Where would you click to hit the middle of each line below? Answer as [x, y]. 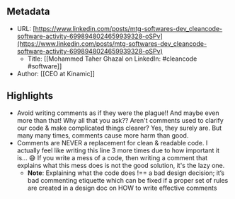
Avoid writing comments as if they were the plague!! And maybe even [118, 113]
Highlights [30, 96]
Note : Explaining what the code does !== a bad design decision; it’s [126, 173]
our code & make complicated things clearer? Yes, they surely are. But [119, 128]
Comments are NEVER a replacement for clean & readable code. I [112, 143]
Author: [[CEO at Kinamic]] [56, 73]
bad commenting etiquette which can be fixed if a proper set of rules [128, 180]
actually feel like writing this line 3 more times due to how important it [118, 150]
